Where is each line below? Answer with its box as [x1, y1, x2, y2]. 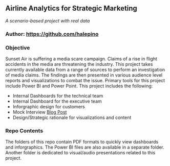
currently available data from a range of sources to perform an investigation [5, 66, 165, 73]
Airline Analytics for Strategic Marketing [5, 4, 137, 13]
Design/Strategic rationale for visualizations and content [12, 114, 132, 121]
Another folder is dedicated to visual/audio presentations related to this [5, 150, 156, 156]
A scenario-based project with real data [5, 17, 90, 23]
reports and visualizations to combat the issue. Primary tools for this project [5, 78, 165, 84]
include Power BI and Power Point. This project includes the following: [5, 83, 153, 89]
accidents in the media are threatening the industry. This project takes [5, 61, 153, 67]
